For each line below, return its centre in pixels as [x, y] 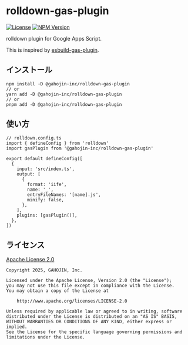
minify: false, [46, 200]
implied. [17, 327]
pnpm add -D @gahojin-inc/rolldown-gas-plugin [64, 104]
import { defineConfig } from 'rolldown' [58, 143]
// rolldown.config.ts [34, 138]
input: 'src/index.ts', [46, 169]
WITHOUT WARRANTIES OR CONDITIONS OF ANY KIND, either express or [89, 322]
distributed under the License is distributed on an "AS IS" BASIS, [92, 317]
